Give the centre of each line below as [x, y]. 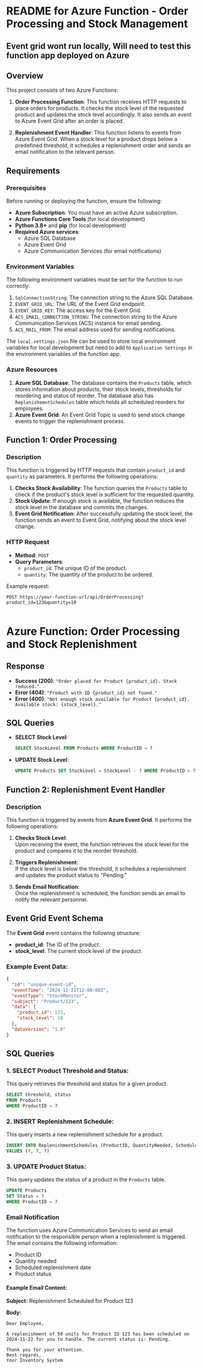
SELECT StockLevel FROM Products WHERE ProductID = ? [84, 749]
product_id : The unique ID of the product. [75, 568]
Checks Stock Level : [41, 838]
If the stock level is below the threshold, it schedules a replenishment [100, 868]
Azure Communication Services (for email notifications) [93, 251]
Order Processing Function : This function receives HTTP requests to [101, 102]
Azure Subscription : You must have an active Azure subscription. [96, 213]
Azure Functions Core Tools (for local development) [80, 219]
